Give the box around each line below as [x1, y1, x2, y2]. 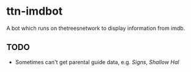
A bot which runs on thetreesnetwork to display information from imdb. [6, 24, 185, 32]
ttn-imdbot [6, 4, 63, 18]
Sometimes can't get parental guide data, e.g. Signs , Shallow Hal [15, 58, 179, 65]
